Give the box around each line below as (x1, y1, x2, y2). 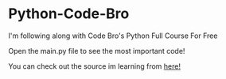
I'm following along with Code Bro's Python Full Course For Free (8, 31, 218, 40)
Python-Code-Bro (8, 5, 130, 23)
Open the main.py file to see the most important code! (8, 46, 185, 55)
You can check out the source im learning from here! (8, 61, 181, 71)
